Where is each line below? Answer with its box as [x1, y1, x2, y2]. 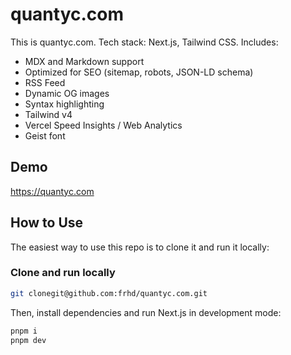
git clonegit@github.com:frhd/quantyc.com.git [10, 288, 208, 298]
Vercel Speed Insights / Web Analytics [24, 119, 183, 131]
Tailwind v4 [24, 108, 73, 120]
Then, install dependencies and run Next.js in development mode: [10, 306, 282, 318]
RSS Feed [24, 76, 66, 88]
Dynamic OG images [24, 87, 110, 99]
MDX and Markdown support [24, 55, 145, 67]
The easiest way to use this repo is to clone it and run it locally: [10, 241, 270, 253]
